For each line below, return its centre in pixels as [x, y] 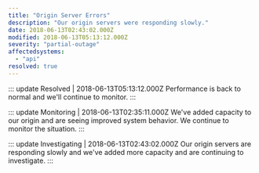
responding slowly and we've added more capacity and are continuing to [126, 152]
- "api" [28, 59]
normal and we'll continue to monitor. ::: [72, 97]
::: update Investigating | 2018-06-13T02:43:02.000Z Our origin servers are [130, 144]
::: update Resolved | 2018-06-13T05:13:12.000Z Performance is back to [125, 88]
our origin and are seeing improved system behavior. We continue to [119, 120]
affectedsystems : [36, 52]
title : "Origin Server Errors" [59, 15]
